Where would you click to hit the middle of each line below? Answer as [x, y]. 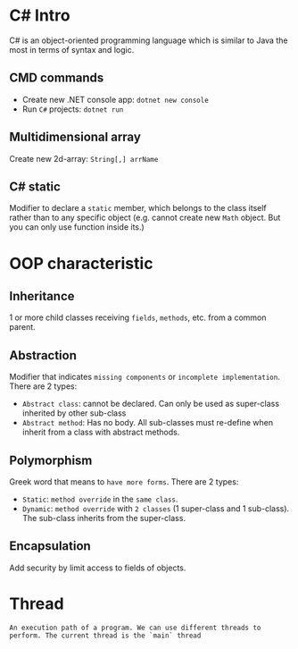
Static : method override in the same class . [100, 499]
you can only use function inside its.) [77, 227]
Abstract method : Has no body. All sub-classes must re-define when [148, 423]
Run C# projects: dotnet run [73, 109]
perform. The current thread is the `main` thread [105, 636]
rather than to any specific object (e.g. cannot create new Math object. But [145, 218]
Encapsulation [50, 546]
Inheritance [42, 296]
